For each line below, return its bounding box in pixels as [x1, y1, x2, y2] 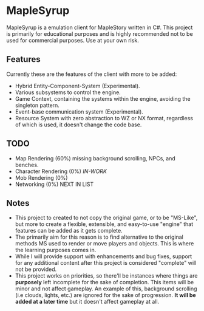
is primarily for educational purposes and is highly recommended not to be [6, 30, 193, 37]
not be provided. [15, 265, 56, 273]
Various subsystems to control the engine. [15, 89, 121, 96]
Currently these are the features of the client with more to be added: [6, 70, 177, 78]
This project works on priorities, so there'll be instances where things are [15, 272, 198, 279]
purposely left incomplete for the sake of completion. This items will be [15, 279, 194, 286]
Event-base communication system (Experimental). [15, 108, 144, 115]
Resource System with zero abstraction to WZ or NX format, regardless [15, 114, 193, 121]
